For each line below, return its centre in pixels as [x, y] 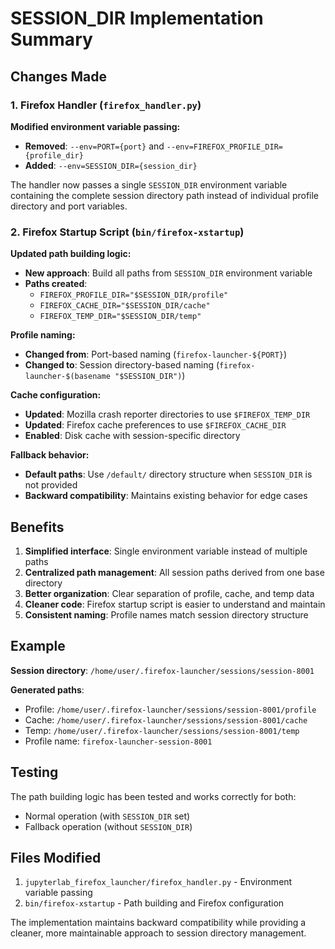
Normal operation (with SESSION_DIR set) [107, 816]
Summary [51, 39]
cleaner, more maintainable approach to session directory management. [158, 933]
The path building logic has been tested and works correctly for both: [153, 796]
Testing [34, 772]
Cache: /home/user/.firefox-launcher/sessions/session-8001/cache [166, 719]
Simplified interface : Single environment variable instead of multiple [166, 551]
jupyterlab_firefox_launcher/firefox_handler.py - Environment [158, 882]
